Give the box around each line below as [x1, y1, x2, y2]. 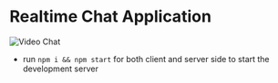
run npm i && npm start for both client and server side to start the [22, 53, 271, 64]
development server [22, 63, 98, 74]
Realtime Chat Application [9, 6, 212, 27]
